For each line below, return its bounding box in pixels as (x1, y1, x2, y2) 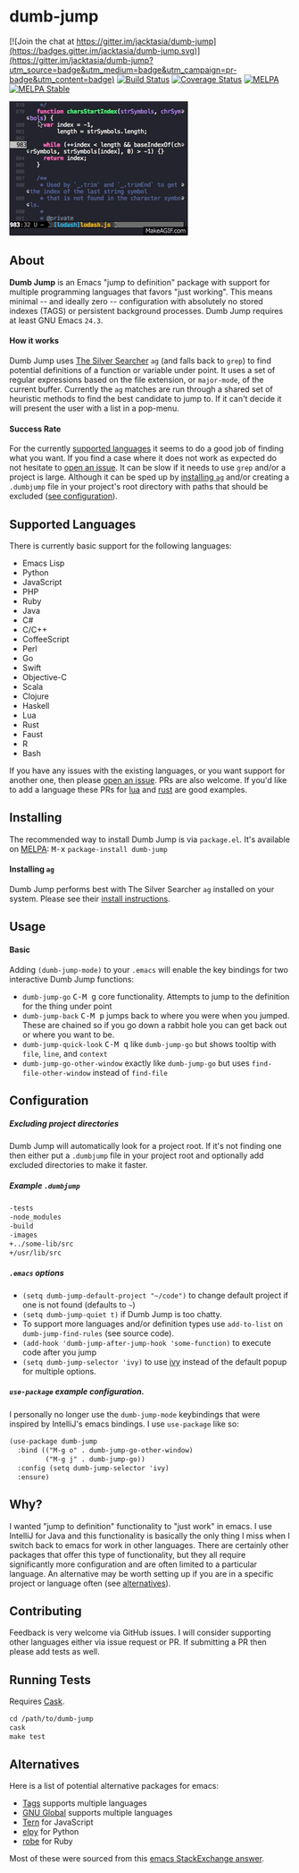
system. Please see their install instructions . (9, 893, 171, 904)
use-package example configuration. (9, 1386, 145, 1397)
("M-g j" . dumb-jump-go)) (45, 1454, 145, 1464)
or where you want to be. (21, 1029, 115, 1040)
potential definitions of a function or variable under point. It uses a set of (9, 364, 276, 375)
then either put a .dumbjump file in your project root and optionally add (9, 1150, 264, 1161)
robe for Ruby (21, 1836, 73, 1847)
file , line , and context (21, 1048, 108, 1059)
